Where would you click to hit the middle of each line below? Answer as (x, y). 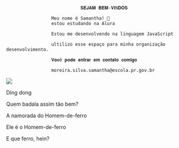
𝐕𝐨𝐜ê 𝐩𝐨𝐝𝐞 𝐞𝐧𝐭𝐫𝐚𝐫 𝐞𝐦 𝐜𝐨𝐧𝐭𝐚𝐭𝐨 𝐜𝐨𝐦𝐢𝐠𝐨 (94, 60)
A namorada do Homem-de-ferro (47, 116)
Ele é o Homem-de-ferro (36, 127)
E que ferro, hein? (28, 138)
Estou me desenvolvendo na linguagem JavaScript (112, 34)
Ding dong (19, 92)
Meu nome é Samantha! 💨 (81, 18)
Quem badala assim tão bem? (42, 104)
